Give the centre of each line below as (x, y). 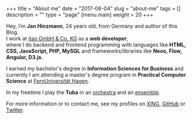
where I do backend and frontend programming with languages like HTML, (96, 45)
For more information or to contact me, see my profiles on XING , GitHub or (96, 104)
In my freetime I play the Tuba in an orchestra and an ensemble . (83, 92)
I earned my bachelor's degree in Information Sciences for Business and (95, 69)
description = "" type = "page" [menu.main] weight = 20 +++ (80, 15)
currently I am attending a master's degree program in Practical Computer (96, 75)
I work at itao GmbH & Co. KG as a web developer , (67, 38)
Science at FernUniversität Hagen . (48, 81)
